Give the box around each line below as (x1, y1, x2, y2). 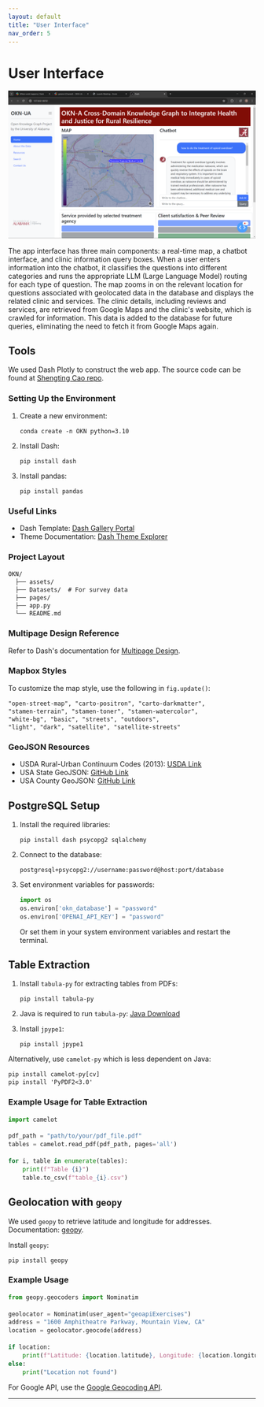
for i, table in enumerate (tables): (8, 1157, 128, 1165)
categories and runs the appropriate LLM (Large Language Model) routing (8, 271, 247, 280)
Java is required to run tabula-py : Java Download (19, 1009, 181, 1019)
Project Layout (8, 551, 65, 562)
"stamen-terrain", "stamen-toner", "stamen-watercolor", (8, 707, 199, 715)
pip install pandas (19, 487, 84, 496)
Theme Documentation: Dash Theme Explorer (19, 532, 168, 541)
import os (19, 896, 53, 904)
